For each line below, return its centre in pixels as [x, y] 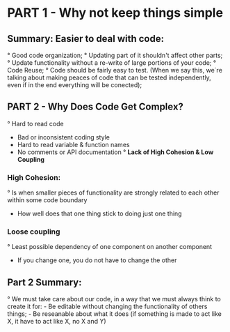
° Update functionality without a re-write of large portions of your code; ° [112, 63]
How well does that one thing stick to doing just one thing [99, 213]
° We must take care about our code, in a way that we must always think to [114, 299]
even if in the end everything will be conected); [75, 85]
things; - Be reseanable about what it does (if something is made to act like [115, 314]
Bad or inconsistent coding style [63, 137]
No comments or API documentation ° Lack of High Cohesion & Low [115, 152]
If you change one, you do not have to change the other [97, 260]
